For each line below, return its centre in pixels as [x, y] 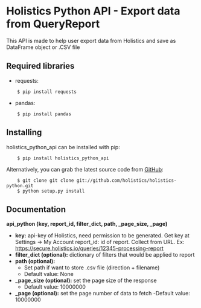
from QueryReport [53, 24]
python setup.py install [53, 191]
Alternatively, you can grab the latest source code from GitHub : [85, 169]
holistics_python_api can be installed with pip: [63, 147]
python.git [20, 185]
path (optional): [35, 261]
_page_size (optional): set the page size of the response [86, 281]
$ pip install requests [47, 92]
